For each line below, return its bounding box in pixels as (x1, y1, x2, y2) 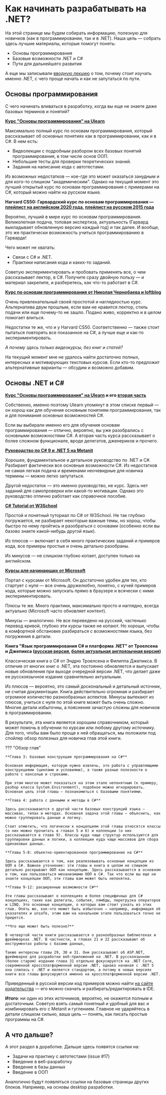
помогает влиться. (5, 314, 45, 320)
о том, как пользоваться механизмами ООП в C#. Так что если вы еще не (5, 872, 156, 876)
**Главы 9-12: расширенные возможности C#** (5, 884, 99, 889)
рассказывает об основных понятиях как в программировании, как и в (5, 133, 157, 139)
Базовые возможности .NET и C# (12, 55, 83, 61)
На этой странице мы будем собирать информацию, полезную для (5, 30, 148, 36)
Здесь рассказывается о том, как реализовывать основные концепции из (5, 859, 154, 864)
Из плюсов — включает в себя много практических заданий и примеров (5, 537, 160, 544)
